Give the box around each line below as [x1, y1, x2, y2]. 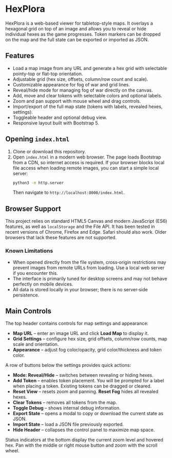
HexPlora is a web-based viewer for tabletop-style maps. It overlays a [5, 20, 153, 26]
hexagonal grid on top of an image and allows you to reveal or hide [5, 25, 146, 31]
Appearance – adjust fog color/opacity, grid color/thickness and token [12, 347, 162, 353]
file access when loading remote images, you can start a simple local [12, 165, 159, 171]
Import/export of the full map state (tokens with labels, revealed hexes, [12, 103, 163, 110]
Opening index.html [5, 135, 70, 144]
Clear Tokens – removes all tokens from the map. [12, 399, 117, 406]
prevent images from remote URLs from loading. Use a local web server [12, 265, 165, 271]
